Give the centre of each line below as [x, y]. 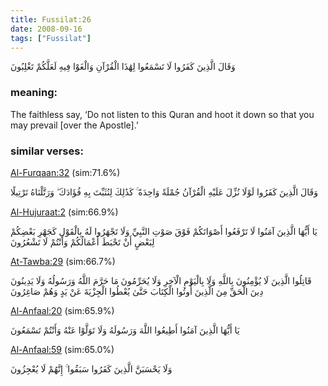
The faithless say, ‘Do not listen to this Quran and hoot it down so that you [162, 114]
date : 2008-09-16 [46, 29]
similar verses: [47, 151]
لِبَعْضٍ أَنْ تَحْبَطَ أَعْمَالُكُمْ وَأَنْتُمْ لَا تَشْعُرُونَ [82, 242]
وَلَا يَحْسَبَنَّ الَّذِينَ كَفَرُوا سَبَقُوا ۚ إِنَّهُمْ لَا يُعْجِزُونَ [91, 368]
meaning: [34, 93]
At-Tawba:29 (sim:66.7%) [63, 261]
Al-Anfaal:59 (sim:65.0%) [62, 349]
